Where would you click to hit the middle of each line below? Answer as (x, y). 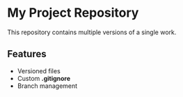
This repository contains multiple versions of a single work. (92, 32)
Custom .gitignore (44, 78)
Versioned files (39, 70)
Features (27, 54)
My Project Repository (73, 13)
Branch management (47, 86)
